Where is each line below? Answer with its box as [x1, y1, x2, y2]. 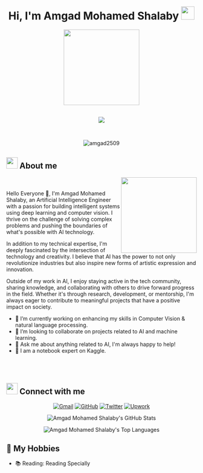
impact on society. [6, 303, 53, 310]
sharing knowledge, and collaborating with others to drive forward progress [6, 284, 195, 291]
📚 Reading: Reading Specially [14, 460, 91, 467]
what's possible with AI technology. [6, 228, 95, 235]
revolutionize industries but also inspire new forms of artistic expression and [6, 259, 196, 266]
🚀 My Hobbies [6, 443, 60, 454]
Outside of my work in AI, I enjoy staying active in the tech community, [6, 277, 182, 284]
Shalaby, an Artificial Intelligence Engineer [6, 196, 111, 203]
